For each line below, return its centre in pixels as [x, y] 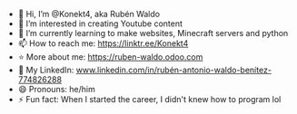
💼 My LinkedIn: [46, 70]
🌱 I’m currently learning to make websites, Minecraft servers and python [153, 33]
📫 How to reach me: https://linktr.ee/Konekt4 [103, 43]
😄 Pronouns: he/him [56, 89]
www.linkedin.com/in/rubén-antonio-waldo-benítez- [174, 70]
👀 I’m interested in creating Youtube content [100, 24]
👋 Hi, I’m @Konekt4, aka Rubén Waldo [89, 14]
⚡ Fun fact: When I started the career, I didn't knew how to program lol [149, 99]
